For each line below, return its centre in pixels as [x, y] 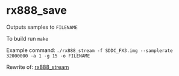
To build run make [27, 38]
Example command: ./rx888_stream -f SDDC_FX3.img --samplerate [89, 50]
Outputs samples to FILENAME [42, 27]
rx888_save [37, 10]
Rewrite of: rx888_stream [38, 67]
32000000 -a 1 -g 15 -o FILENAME [48, 56]
